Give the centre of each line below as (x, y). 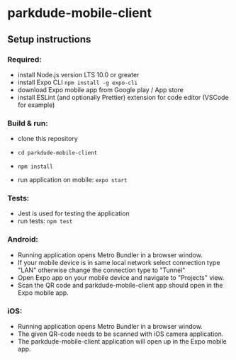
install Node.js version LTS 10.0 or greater (78, 74)
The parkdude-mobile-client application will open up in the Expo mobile (122, 342)
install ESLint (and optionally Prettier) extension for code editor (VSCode (123, 97)
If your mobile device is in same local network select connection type (119, 262)
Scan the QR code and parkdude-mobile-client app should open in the (120, 285)
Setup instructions (49, 39)
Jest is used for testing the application (73, 213)
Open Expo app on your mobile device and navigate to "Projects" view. (121, 277)
